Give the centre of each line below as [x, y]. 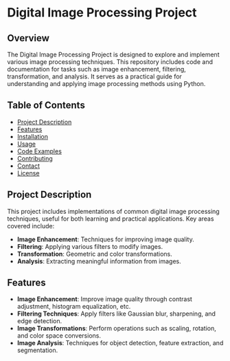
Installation [33, 136]
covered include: [31, 226]
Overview [28, 38]
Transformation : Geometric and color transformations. [95, 254]
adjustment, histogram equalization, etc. [74, 307]
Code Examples [39, 151]
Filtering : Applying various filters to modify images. [90, 246]
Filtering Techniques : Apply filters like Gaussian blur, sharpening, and [116, 314]
